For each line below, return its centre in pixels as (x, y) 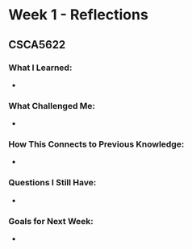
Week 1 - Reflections (79, 15)
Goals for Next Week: (51, 221)
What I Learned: (40, 68)
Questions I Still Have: (52, 183)
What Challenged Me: (52, 106)
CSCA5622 (37, 45)
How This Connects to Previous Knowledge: (96, 144)
